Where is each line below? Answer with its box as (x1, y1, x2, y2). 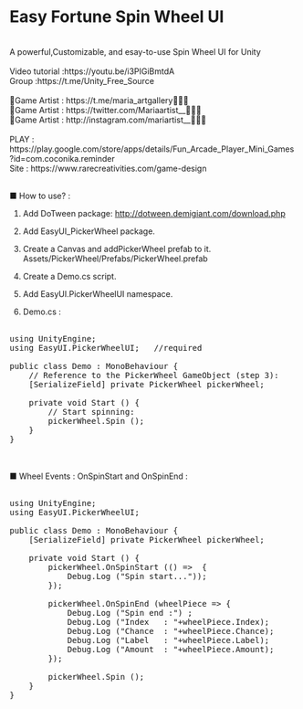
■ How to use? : (9, 190, 71, 201)
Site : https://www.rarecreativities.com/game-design (9, 163, 207, 174)
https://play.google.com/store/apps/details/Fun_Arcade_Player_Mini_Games (9, 143, 295, 154)
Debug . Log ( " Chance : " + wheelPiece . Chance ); (67, 626, 275, 636)
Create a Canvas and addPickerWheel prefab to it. (22, 243, 212, 254)
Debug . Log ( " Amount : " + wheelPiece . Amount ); (67, 644, 275, 654)
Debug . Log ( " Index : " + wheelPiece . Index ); (67, 617, 270, 627)
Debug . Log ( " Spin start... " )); (67, 571, 207, 581)
